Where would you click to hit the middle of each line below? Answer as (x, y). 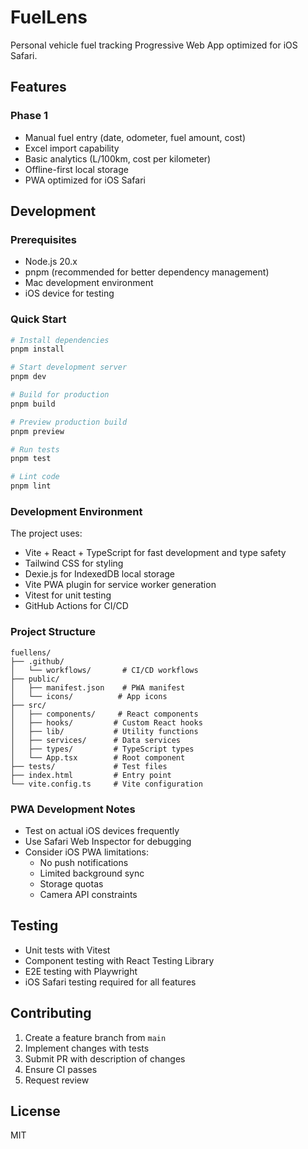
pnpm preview (37, 431)
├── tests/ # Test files (89, 766)
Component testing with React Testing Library (119, 960)
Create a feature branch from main (95, 1037)
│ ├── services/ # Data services (96, 740)
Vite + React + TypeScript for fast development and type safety (155, 553)
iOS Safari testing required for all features (110, 982)
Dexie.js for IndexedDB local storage (99, 574)
